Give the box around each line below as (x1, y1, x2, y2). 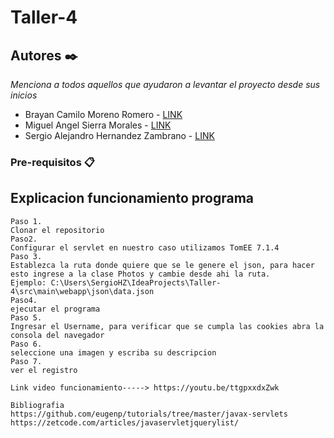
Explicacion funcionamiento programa (10, 190, 254, 207)
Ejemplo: (10, 277, 47, 288)
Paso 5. (10, 312, 43, 323)
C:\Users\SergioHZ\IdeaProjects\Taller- (50, 277, 222, 288)
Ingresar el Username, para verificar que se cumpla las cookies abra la (10, 321, 325, 331)
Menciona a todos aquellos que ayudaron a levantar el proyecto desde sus (10, 79, 321, 90)
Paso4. (10, 295, 38, 305)
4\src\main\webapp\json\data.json (10, 286, 155, 296)
